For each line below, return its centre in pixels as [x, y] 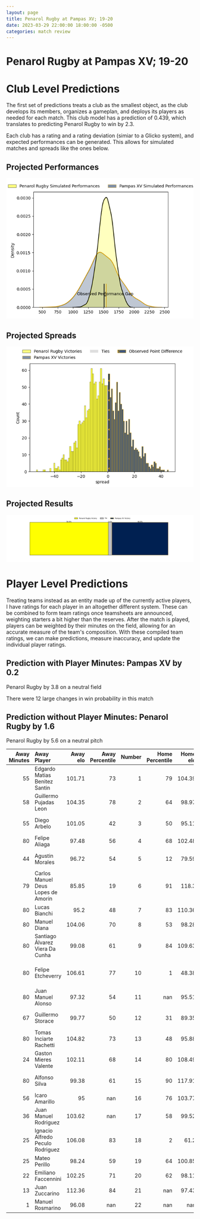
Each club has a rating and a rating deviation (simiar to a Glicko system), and [100, 136]
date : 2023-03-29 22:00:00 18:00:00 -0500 [60, 25]
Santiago [46, 936]
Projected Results [40, 504]
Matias [43, 775]
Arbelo [43, 826]
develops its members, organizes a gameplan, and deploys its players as [95, 112]
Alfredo [44, 1137]
